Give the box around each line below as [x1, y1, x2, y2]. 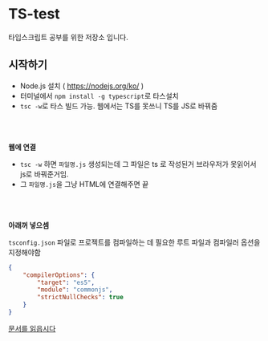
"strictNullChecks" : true [37, 294, 124, 302]
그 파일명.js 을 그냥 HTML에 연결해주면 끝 [19, 179, 149, 189]
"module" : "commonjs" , [37, 286, 113, 294]
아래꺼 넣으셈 [8, 220, 50, 229]
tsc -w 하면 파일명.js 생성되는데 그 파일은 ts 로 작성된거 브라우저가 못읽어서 [19, 159, 257, 168]
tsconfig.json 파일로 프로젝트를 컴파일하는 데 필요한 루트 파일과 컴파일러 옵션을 [8, 237, 261, 247]
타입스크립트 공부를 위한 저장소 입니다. [8, 32, 128, 42]
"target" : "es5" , [37, 278, 95, 286]
